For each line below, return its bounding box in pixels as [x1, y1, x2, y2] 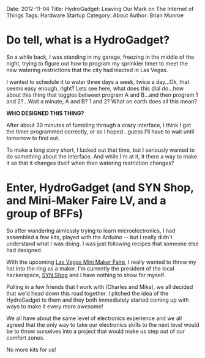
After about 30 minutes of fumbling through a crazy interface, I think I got [6, 121, 192, 129]
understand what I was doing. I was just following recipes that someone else [6, 240, 199, 247]
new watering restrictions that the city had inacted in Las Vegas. [6, 66, 168, 73]
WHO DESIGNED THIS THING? [6, 110, 84, 117]
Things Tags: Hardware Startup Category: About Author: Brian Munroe [6, 12, 184, 19]
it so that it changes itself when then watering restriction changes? [6, 159, 174, 166]
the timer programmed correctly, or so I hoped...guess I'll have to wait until [6, 128, 195, 135]
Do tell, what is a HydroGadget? [6, 33, 170, 47]
